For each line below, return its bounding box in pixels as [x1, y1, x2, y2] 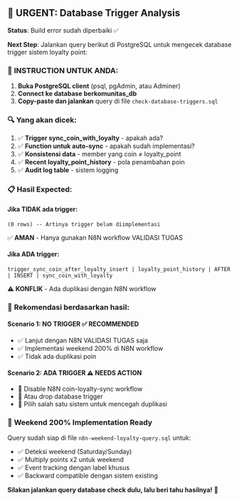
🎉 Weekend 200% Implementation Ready [7, 417, 153, 427]
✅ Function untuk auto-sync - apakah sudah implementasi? [17, 142, 196, 150]
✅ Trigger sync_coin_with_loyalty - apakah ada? [17, 134, 164, 142]
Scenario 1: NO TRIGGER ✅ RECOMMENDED [7, 320, 139, 328]
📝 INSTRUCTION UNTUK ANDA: [7, 65, 119, 75]
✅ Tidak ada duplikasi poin [17, 352, 97, 360]
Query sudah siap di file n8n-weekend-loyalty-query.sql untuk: [7, 433, 191, 442]
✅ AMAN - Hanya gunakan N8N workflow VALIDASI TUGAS [7, 233, 184, 242]
